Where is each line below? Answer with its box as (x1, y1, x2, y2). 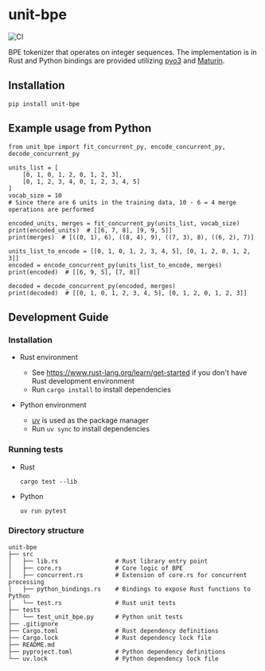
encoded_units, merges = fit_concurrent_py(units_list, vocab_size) (8, 219, 240, 228)
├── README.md (8, 641, 56, 649)
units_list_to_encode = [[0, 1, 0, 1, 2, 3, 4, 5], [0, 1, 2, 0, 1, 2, (8, 247, 251, 256)
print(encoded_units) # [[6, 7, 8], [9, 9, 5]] (8, 226, 173, 234)
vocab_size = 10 (8, 191, 62, 200)
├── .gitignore (8, 619, 59, 628)
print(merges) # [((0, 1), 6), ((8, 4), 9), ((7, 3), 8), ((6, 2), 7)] (8, 233, 255, 241)
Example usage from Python (8, 122, 152, 135)
